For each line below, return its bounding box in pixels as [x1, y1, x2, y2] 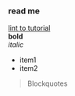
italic [8, 40, 24, 50]
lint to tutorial [8, 24, 51, 33]
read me [8, 6, 41, 17]
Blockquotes [27, 79, 68, 88]
